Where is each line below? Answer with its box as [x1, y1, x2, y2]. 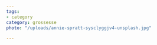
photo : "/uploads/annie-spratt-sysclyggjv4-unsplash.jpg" [6, 25, 152, 31]
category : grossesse [6, 19, 57, 25]
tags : [6, 8, 19, 15]
